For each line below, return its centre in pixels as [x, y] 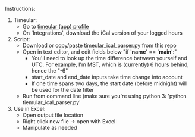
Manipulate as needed [50, 128]
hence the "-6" [50, 71]
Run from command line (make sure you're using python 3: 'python [105, 96]
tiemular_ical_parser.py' [51, 102]
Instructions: [20, 9]
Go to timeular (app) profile [56, 27]
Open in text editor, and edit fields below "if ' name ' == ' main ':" [100, 52]
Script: [22, 39]
